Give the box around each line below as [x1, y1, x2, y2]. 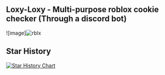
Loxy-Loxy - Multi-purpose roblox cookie [6, 5, 159, 15]
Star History [6, 46, 51, 56]
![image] [6, 29, 26, 36]
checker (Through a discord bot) [6, 14, 127, 24]
